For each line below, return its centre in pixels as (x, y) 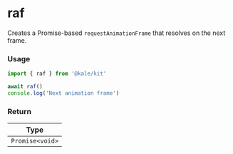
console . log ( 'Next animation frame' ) (63, 93)
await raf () (25, 87)
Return (20, 111)
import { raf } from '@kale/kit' (57, 74)
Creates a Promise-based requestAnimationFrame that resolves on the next (116, 33)
